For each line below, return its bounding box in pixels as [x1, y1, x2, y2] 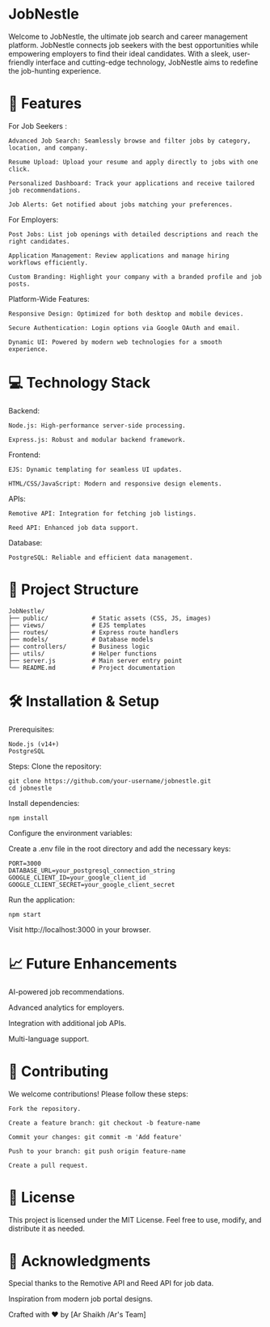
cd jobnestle [8, 784, 53, 792]
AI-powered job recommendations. [8, 986, 124, 996]
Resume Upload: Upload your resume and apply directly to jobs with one [8, 158, 259, 166]
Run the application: [8, 895, 75, 905]
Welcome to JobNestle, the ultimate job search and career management [8, 32, 248, 41]
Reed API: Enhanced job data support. [8, 524, 139, 532]
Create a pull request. [8, 1161, 89, 1169]
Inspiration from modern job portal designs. [8, 1294, 154, 1304]
